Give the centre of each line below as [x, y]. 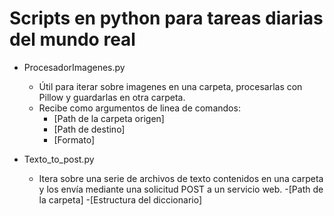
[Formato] [74, 139]
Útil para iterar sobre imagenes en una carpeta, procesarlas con [170, 86]
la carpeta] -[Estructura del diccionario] [120, 199]
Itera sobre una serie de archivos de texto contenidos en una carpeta [181, 178]
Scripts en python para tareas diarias [166, 18]
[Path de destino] [89, 129]
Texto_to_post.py [59, 159]
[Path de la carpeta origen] [109, 118]
